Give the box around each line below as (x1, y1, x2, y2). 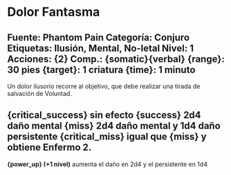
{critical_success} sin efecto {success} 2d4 (7, 110, 202, 121)
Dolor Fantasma (7, 4, 100, 20)
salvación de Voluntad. (7, 90, 73, 97)
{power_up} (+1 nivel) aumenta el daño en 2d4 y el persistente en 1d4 (7, 160, 207, 168)
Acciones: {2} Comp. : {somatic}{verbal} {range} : (7, 53, 225, 65)
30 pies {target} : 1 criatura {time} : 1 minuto (7, 63, 196, 76)
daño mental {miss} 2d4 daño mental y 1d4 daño (7, 120, 221, 132)
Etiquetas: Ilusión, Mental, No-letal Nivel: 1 (7, 42, 194, 54)
